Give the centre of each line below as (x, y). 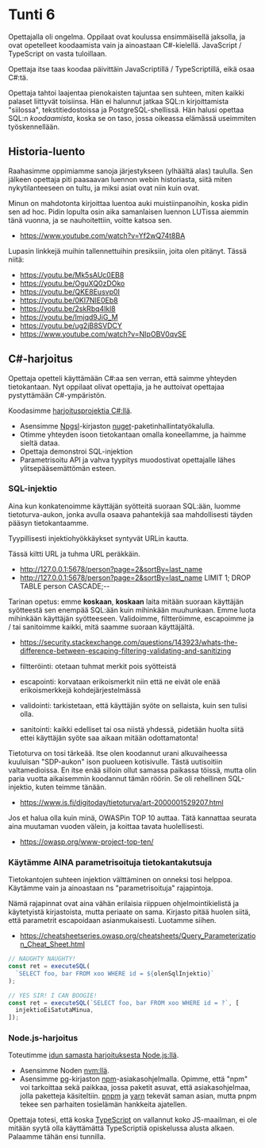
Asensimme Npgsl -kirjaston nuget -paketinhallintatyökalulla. (117, 426)
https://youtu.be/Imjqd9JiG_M (69, 317)
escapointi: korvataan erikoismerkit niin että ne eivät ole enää (120, 681)
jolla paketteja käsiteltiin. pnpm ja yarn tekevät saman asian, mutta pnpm (138, 1096)
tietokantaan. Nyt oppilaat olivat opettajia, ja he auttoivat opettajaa (116, 387)
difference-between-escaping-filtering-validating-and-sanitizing (125, 651)
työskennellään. (34, 126)
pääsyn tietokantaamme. (48, 523)
